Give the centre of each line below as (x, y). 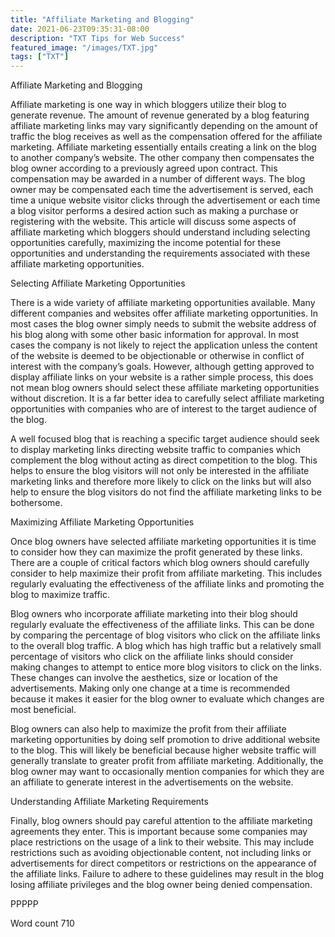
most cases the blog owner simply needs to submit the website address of (163, 324)
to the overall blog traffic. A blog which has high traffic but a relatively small (166, 646)
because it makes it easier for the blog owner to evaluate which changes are (167, 699)
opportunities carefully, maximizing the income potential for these (146, 243)
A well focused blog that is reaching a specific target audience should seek (165, 439)
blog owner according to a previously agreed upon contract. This (144, 168)
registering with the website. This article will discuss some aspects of (153, 222)
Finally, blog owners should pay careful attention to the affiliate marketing (161, 821)
